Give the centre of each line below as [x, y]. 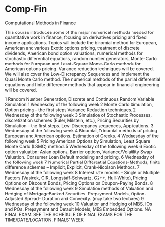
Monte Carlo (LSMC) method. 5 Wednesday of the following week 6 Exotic [81, 146]
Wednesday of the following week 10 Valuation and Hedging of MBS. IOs [79, 204]
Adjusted [14, 198]
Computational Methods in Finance [41, 23]
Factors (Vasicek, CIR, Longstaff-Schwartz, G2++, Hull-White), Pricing [76, 178]
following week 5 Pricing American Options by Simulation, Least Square [78, 141]
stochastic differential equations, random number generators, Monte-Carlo [81, 58]
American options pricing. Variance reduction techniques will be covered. [80, 69]
